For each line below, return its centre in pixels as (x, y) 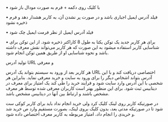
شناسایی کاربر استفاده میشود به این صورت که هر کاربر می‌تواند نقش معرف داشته (82, 47)
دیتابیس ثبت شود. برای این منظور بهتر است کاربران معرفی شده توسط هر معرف (81, 88)
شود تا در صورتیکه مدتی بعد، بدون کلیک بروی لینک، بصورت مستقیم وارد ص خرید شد (85, 109)
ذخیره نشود (16, 22)
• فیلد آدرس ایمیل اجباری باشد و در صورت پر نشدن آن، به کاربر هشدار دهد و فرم (82, 17)
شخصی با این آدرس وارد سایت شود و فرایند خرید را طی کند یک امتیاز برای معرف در (84, 83)
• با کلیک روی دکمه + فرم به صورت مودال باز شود (53, 7)
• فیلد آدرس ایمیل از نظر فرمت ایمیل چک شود (50, 32)
